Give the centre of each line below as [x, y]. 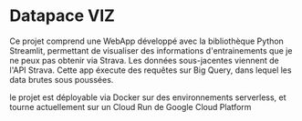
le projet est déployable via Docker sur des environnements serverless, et [148, 97]
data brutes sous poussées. [62, 79]
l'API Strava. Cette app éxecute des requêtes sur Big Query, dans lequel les [151, 70]
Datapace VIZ [62, 16]
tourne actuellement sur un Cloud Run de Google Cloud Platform [130, 106]
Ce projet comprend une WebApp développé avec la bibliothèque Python [147, 41]
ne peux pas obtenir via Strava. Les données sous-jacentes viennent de [145, 60]
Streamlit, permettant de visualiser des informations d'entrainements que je [151, 50]
